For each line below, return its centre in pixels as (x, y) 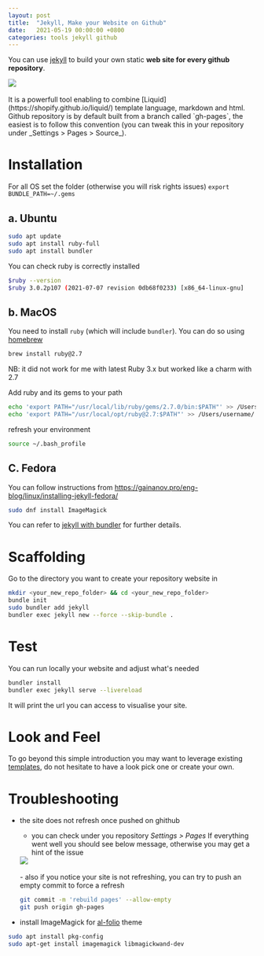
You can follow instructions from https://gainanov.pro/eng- (103, 487)
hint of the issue (57, 853)
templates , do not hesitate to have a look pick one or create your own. (121, 767)
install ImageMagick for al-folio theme (81, 922)
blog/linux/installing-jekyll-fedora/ (63, 496)
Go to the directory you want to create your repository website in (113, 578)
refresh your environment (49, 429)
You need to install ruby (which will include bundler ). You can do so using (126, 331)
